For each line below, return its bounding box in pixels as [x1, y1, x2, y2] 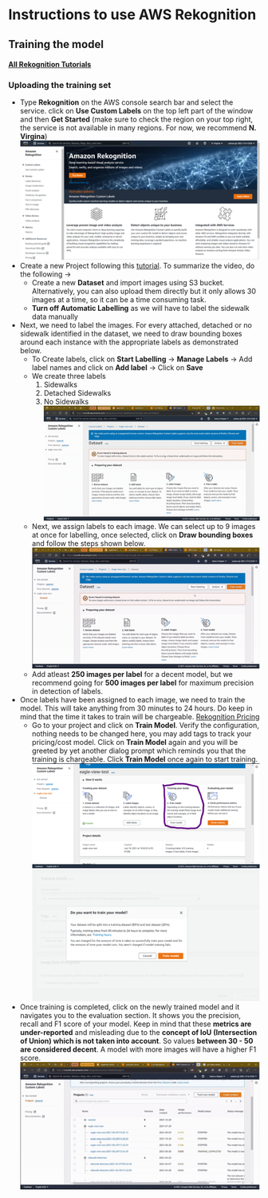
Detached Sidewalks [43, 388, 112, 397]
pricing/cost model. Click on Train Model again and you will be [31, 738, 238, 747]
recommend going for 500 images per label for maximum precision [31, 678, 254, 688]
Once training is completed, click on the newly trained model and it [19, 1002, 240, 1012]
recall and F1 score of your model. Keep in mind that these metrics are [19, 1019, 252, 1029]
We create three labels [31, 371, 106, 380]
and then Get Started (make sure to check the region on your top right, [19, 114, 254, 125]
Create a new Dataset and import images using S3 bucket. [31, 277, 225, 287]
